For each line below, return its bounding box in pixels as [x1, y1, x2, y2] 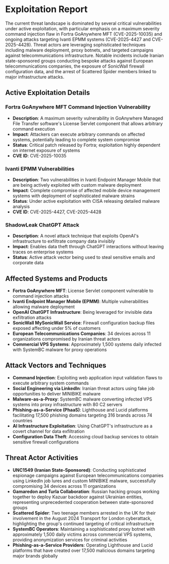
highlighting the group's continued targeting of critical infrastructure [12, 521, 154, 527]
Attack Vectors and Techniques [5, 361, 107, 370]
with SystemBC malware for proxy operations [12, 347, 107, 353]
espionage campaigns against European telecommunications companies [12, 472, 164, 478]
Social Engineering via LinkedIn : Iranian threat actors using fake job [12, 385, 155, 391]
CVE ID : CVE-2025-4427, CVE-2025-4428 [12, 208, 102, 215]
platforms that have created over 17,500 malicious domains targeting [12, 547, 155, 553]
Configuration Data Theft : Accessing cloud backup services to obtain [12, 433, 159, 439]
